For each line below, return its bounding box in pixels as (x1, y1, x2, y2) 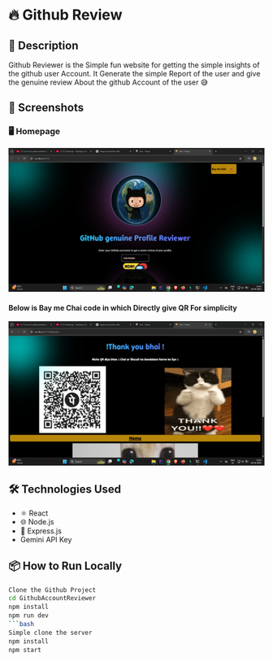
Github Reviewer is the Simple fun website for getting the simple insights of (8, 60, 260, 70)
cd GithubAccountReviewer (8, 594, 96, 602)
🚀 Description (8, 38, 79, 52)
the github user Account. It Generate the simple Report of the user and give (8, 69, 261, 78)
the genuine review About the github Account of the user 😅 (8, 77, 209, 87)
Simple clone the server (8, 628, 93, 637)
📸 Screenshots (8, 101, 84, 115)
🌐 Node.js (19, 516, 54, 526)
